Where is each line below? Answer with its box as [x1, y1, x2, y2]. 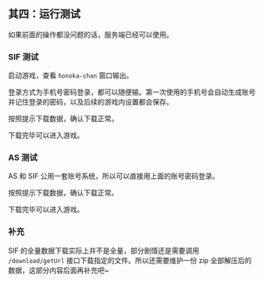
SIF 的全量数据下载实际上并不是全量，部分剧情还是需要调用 [8, 246, 199, 255]
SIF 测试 [8, 51, 39, 62]
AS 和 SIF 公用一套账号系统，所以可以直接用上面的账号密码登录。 [8, 171, 220, 181]
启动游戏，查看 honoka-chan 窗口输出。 [8, 71, 133, 80]
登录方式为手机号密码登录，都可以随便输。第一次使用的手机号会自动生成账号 [8, 87, 256, 97]
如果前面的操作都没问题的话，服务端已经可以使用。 [8, 30, 174, 39]
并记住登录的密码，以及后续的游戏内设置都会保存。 [8, 97, 174, 107]
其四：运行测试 [8, 7, 81, 21]
